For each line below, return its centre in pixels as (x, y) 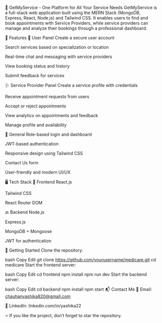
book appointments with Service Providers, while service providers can (77, 23)
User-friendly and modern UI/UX (38, 172)
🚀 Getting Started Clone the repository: (44, 250)
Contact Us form (22, 163)
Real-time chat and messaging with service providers (59, 57)
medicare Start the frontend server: (41, 265)
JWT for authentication (28, 241)
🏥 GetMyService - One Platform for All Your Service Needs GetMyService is (81, 8)
